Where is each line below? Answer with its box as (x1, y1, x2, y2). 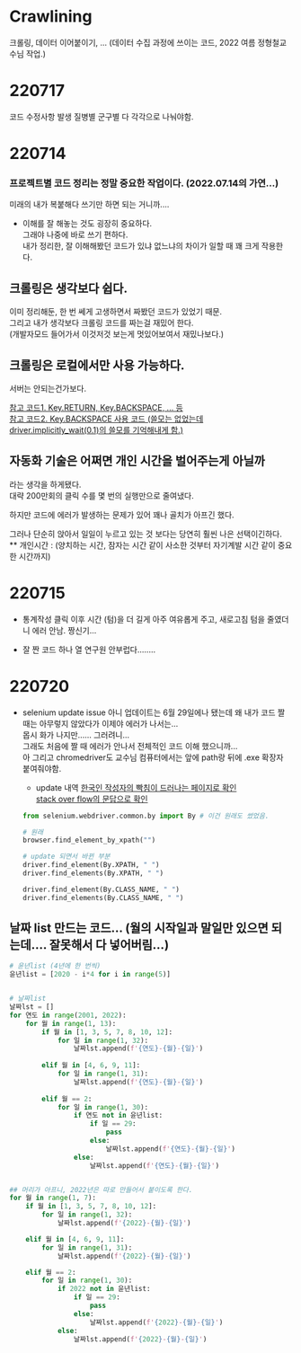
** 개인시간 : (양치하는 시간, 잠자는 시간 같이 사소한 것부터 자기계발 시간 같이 (9, 539, 276, 550)
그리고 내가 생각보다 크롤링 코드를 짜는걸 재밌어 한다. (9, 317, 194, 329)
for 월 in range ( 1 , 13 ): (25, 1019, 117, 1028)
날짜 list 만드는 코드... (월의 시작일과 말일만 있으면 (9, 921, 270, 936)
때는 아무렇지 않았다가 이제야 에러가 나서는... (22, 718, 179, 729)
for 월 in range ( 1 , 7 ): (9, 1193, 97, 1203)
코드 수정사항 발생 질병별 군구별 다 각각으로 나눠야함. (9, 111, 194, 122)
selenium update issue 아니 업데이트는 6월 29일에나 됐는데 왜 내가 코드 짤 (22, 707, 286, 718)
